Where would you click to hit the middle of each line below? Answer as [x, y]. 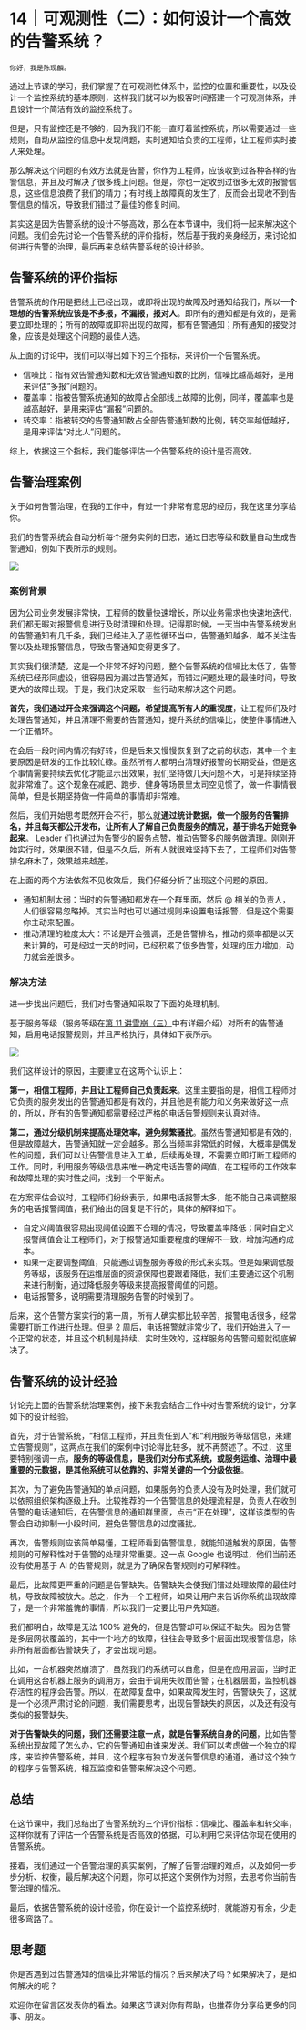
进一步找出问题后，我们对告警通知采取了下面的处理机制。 [117, 1004]
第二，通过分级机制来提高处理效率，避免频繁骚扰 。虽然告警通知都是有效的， [153, 1132]
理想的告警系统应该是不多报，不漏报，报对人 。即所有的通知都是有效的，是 [149, 313]
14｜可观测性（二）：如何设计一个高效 [150, 19]
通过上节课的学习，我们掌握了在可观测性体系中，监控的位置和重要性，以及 [149, 86]
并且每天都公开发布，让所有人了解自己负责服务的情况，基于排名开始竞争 [161, 826]
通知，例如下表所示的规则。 [69, 548]
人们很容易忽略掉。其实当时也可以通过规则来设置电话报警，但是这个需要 [158, 911]
